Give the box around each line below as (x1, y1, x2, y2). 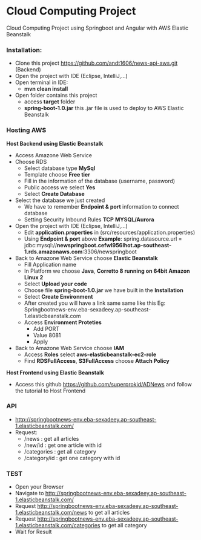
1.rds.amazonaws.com (24, 248, 83, 255)
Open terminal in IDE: (15, 79, 68, 86)
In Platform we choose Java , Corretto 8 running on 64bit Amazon (24, 267, 191, 275)
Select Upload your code (24, 280, 88, 287)
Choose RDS (15, 158, 47, 165)
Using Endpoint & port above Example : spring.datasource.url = (24, 235, 183, 242)
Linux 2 (24, 273, 44, 281)
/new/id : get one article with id (24, 441, 102, 449)
